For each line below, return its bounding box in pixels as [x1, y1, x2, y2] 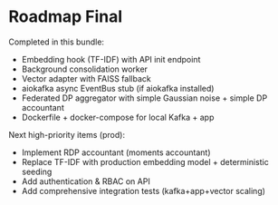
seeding [21, 166, 53, 177]
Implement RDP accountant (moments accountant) [21, 147, 211, 158]
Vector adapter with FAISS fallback [21, 73, 151, 83]
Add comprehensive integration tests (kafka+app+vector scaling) [21, 185, 266, 196]
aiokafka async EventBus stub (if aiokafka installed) [21, 83, 215, 93]
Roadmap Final [8, 6, 123, 27]
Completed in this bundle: [8, 36, 105, 47]
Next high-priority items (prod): [8, 129, 126, 140]
